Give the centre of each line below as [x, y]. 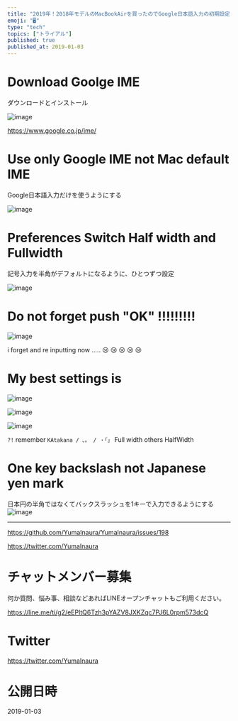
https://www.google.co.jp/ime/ [52, 130]
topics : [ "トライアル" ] [40, 34]
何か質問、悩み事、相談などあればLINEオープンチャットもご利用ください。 [116, 598]
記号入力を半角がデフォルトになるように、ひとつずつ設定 [91, 273]
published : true [31, 40]
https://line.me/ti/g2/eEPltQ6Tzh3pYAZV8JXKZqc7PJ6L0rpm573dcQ [108, 612]
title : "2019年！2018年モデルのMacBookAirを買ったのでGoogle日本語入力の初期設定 [119, 14]
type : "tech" [27, 27]
